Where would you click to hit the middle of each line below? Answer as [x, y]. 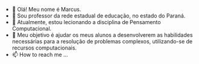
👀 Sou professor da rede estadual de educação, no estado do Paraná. [99, 16]
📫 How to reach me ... [40, 55]
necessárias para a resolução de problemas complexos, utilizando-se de [102, 41]
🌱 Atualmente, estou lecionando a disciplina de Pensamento [86, 22]
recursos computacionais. [44, 48]
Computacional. [32, 28]
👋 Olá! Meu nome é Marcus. [46, 9]
